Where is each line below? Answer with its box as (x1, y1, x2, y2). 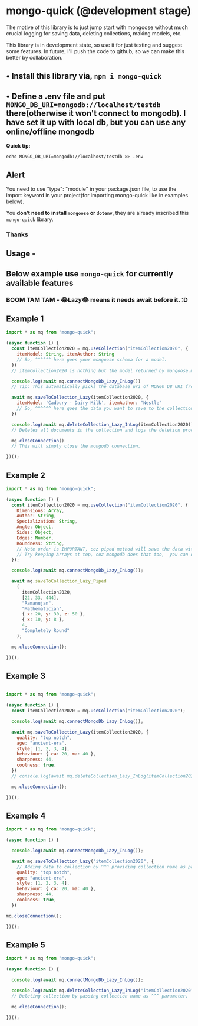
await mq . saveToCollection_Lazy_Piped (11, 578, 107, 584)
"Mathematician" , (21, 605, 65, 612)
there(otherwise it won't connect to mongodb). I (6, 108, 186, 118)
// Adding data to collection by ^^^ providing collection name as (16, 864, 186, 869)
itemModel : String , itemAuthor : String (16, 351, 115, 357)
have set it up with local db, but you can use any (6, 117, 186, 128)
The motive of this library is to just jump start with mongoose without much (6, 24, 189, 31)
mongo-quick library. (6, 216, 54, 223)
